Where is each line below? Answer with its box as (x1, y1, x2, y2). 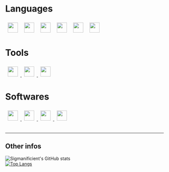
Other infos (5, 142, 42, 151)
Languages (5, 3, 53, 15)
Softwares (5, 91, 49, 103)
